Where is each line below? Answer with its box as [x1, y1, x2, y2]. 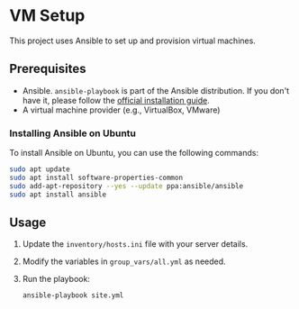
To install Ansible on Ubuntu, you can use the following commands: [9, 148, 259, 159]
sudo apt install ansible [9, 190, 106, 199]
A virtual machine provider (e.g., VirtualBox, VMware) [22, 105, 221, 115]
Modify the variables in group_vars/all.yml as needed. [22, 256, 227, 267]
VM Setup [9, 5, 86, 26]
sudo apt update [9, 165, 70, 174]
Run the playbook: [22, 274, 90, 285]
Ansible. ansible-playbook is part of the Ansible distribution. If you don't [22, 85, 290, 95]
